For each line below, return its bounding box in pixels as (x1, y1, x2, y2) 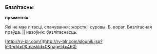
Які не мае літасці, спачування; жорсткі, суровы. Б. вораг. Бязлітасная (5, 24, 152, 30)
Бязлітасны (5, 4, 34, 11)
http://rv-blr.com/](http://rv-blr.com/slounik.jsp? (6, 39, 103, 44)
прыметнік (5, 15, 29, 21)
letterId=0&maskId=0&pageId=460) (5, 44, 77, 50)
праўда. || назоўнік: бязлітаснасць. (5, 29, 78, 35)
